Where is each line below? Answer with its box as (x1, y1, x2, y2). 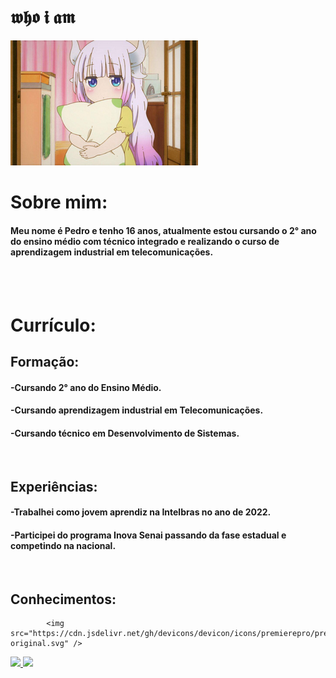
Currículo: (10, 314, 97, 336)
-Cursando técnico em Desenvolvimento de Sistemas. (10, 427, 240, 439)
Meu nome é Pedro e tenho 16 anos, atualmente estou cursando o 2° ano (10, 224, 317, 236)
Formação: (10, 353, 80, 370)
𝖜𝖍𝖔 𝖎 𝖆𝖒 (10, 6, 76, 29)
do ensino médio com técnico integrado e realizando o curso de (10, 235, 280, 247)
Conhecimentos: (10, 591, 117, 608)
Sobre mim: (10, 191, 108, 214)
